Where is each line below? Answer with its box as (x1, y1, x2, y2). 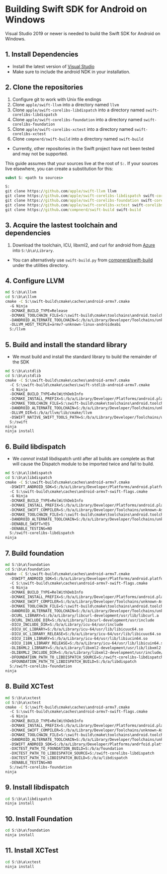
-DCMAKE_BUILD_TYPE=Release (9, 308, 68, 313)
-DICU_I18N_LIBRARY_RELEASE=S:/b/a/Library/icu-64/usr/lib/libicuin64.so (9, 640, 166, 646)
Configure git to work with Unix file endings (12, 96, 102, 102)
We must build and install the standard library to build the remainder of (12, 354, 157, 359)
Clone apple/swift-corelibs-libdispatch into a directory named (12, 107, 145, 113)
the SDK (12, 359, 30, 365)
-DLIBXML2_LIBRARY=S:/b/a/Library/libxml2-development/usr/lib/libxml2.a (9, 645, 166, 650)
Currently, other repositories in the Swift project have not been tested (12, 145, 155, 151)
